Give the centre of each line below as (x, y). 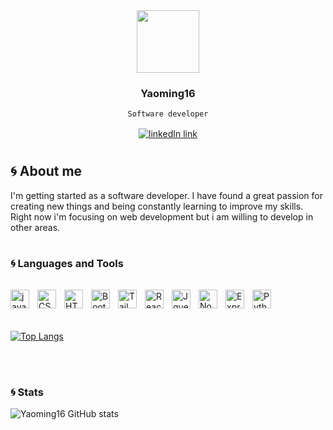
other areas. (35, 227)
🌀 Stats (27, 392)
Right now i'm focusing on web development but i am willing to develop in (162, 216)
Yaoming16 (168, 93)
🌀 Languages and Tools (67, 264)
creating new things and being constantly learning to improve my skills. (157, 206)
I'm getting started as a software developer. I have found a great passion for (167, 195)
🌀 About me (46, 171)
